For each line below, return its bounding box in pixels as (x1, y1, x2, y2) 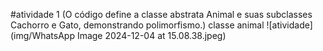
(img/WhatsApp (10, 30, 75, 41)
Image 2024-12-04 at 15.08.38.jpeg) (76, 30, 227, 41)
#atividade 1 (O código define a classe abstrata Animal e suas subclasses (10, 9, 313, 20)
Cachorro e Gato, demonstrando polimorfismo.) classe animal (10, 19, 265, 31)
